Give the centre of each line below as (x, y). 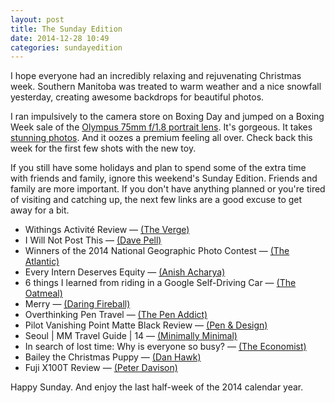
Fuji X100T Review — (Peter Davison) (101, 368)
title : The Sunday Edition (66, 29)
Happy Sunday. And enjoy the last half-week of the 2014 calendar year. (157, 387)
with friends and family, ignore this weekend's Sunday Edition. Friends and (164, 178)
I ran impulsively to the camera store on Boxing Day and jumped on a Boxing (167, 117)
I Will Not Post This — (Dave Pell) (93, 240)
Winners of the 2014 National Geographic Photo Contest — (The (157, 251)
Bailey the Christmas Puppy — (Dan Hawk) (113, 357)
